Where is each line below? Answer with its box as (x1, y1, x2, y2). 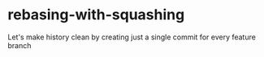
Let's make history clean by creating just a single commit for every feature (7, 32, 257, 42)
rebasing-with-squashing (7, 6, 185, 24)
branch (7, 40, 32, 50)
